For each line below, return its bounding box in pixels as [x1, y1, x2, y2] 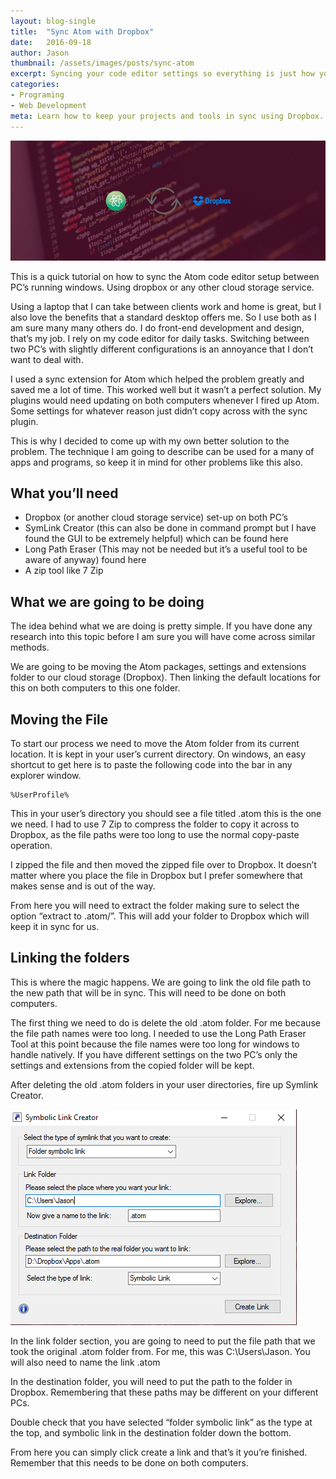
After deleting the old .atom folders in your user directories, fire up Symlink [10, 1078, 319, 1090]
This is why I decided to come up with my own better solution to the [10, 435, 290, 447]
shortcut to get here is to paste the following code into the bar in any [10, 759, 293, 771]
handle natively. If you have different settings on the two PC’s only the [10, 1048, 298, 1060]
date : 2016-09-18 [10, 37, 92, 47]
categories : [10, 80, 60, 90]
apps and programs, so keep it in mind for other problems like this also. [10, 456, 303, 468]
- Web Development [10, 100, 87, 110]
